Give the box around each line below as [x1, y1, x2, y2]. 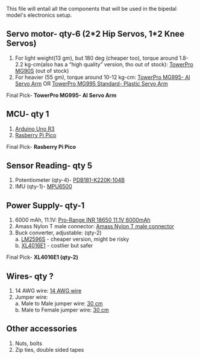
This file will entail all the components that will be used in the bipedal [6, 5, 177, 12]
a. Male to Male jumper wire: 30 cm [14, 300, 103, 307]
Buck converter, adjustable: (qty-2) [14, 229, 102, 237]
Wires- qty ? [6, 271, 54, 281]
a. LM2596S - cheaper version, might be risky [14, 236, 130, 243]
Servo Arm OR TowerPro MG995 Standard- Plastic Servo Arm [14, 80, 168, 87]
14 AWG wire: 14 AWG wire [14, 287, 82, 295]
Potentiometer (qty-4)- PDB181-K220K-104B [14, 176, 125, 184]
